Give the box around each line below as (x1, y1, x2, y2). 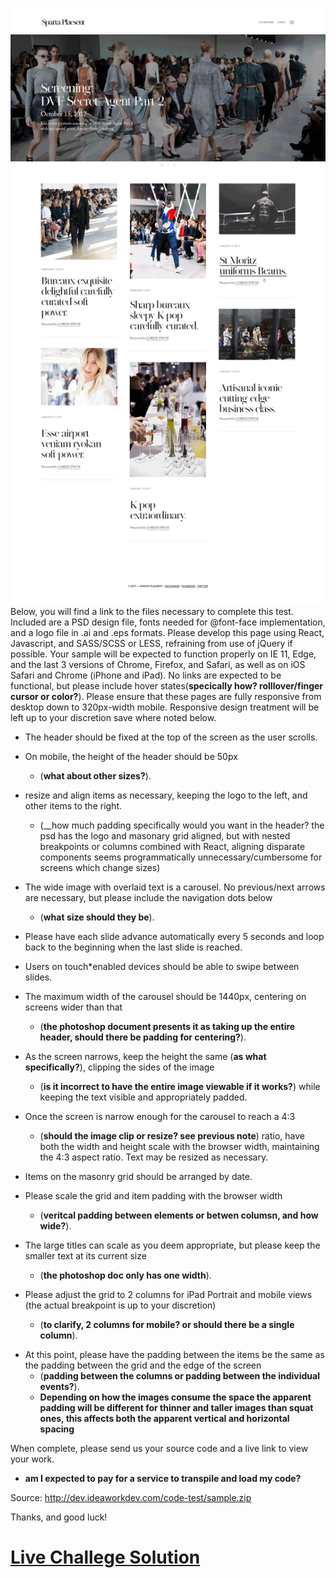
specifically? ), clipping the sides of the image (24, 1061, 215, 1073)
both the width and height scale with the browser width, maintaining (39, 1140, 320, 1152)
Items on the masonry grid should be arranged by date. (24, 1170, 253, 1182)
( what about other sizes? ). (39, 769, 152, 782)
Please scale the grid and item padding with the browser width (24, 1189, 283, 1202)
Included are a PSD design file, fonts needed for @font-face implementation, (10, 616, 326, 628)
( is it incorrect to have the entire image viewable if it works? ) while (39, 1080, 321, 1092)
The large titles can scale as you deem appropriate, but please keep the (24, 1239, 321, 1251)
